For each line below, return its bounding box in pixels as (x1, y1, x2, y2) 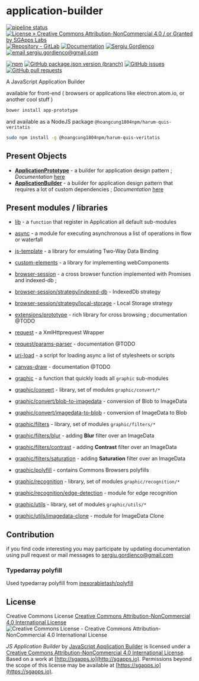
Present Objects (6, 151, 67, 161)
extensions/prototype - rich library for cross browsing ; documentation (14, 311, 188, 318)
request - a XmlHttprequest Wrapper (14, 329, 105, 336)
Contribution (6, 530, 54, 540)
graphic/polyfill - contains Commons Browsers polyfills (14, 466, 149, 474)
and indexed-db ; (14, 277, 57, 284)
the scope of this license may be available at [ (6, 661, 118, 669)
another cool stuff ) (6, 96, 53, 103)
